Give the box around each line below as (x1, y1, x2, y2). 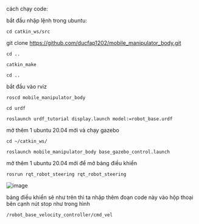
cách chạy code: (6, 5, 49, 12)
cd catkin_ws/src (6, 29, 51, 35)
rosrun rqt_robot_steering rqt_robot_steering (6, 171, 127, 177)
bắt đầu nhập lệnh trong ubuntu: (6, 17, 87, 24)
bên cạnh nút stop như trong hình (6, 200, 90, 207)
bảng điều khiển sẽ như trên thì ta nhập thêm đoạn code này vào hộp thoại (6, 194, 194, 201)
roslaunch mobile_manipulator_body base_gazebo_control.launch (6, 149, 170, 155)
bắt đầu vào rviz (6, 83, 47, 90)
